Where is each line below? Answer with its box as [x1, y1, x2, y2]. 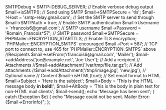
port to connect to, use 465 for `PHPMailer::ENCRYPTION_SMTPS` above [5, 46, 156, 52]
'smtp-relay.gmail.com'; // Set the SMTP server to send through [23, 14, 154, 20]
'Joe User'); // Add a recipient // [74, 57, 140, 63]
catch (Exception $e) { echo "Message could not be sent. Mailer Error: [5, 94, 150, 100]
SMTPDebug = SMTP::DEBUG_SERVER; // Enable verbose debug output [5, 4, 153, 9]
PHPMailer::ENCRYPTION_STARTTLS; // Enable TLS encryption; [5, 36, 137, 41]
